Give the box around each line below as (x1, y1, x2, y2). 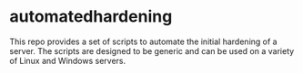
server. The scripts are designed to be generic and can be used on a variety (9, 45, 295, 56)
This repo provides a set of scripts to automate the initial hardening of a (9, 36, 278, 47)
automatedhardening (9, 6, 173, 27)
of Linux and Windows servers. (9, 55, 126, 66)
